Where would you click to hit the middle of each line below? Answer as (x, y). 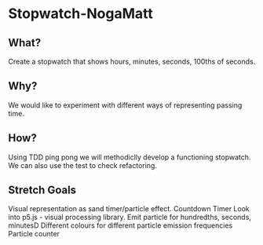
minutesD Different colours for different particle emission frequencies (121, 225)
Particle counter (34, 234)
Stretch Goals (42, 190)
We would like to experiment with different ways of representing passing (125, 105)
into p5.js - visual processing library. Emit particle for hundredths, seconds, (130, 218)
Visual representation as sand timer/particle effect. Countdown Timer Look (129, 209)
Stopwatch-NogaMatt (80, 14)
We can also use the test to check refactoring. (82, 165)
